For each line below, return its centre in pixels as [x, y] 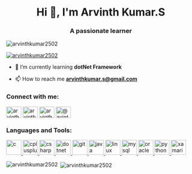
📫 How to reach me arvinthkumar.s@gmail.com [76, 79]
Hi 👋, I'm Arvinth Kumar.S [101, 12]
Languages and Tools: [39, 130]
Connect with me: [33, 97]
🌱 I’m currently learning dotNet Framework [68, 67]
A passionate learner [101, 31]
